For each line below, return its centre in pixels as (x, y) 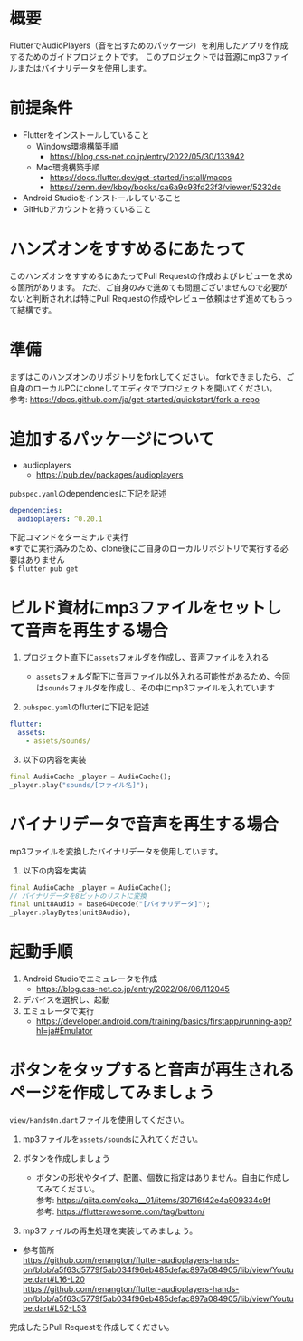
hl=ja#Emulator (64, 1031)
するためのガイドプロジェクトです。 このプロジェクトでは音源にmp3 (137, 56)
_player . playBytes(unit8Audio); (70, 913)
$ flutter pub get (44, 569)
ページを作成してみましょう (112, 1093)
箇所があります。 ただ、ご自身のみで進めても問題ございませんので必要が (152, 287)
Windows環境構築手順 (77, 146)
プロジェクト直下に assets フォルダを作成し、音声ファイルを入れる (146, 657)
